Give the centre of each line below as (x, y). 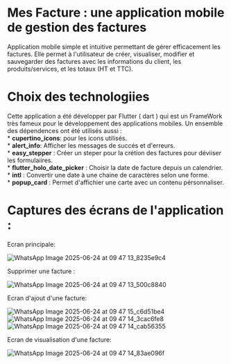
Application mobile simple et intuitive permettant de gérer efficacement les (114, 46)
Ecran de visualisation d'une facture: (60, 339)
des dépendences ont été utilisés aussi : (65, 130)
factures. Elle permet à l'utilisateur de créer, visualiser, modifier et (101, 54)
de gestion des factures (77, 27)
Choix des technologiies (78, 97)
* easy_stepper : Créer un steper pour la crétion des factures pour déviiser (114, 153)
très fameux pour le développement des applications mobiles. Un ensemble (115, 123)
